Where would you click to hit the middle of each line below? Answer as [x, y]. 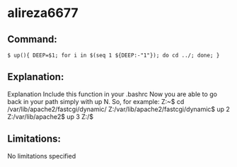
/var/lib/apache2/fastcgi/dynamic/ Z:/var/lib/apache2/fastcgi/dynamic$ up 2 [118, 109]
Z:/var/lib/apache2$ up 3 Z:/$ [51, 116]
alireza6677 [43, 13]
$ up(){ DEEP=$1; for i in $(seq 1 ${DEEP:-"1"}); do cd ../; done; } [114, 55]
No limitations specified [42, 156]
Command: [33, 39]
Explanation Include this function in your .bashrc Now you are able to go [112, 94]
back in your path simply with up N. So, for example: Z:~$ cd [96, 101]
